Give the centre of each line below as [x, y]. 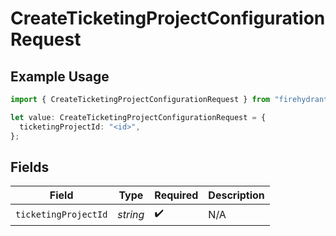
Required [176, 195]
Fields [30, 167]
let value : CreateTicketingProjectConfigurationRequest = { [138, 117]
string [131, 214]
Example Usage [60, 76]
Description [236, 195]
